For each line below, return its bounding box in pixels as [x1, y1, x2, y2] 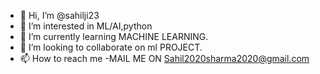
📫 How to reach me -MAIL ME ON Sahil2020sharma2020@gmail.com [19, 53, 310, 64]
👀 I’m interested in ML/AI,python [19, 20, 153, 32]
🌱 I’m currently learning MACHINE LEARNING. [19, 31, 209, 42]
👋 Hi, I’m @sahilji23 [19, 10, 100, 21]
